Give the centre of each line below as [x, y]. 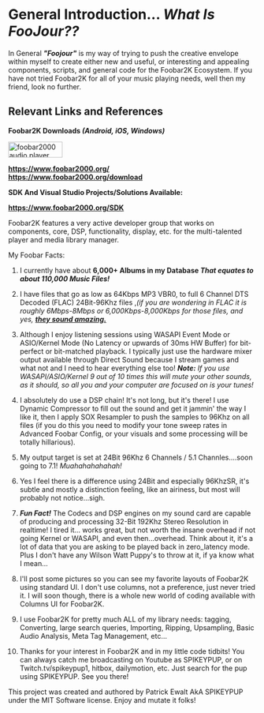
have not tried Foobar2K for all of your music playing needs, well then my [127, 78]
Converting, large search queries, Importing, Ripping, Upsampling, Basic [137, 627]
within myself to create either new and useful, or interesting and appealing [129, 62]
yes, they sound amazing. [63, 319]
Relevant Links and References [86, 112]
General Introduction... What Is [112, 15]
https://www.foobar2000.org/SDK [66, 208]
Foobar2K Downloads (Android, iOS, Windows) [87, 130]
